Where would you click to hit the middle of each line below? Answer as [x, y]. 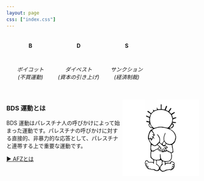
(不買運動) [31, 77]
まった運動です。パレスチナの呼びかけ [54, 130]
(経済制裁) [127, 77]
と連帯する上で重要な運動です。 [46, 146]
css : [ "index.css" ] [31, 19]
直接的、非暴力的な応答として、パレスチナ [65, 138]
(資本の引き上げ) [78, 77]
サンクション [127, 70]
